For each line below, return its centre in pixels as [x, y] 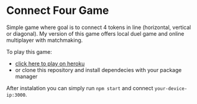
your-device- [171, 88]
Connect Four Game [58, 11]
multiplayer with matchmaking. [45, 40]
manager [26, 76]
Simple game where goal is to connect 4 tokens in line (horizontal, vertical [98, 27]
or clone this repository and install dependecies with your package [98, 70]
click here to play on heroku [50, 63]
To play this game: [29, 51]
